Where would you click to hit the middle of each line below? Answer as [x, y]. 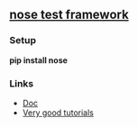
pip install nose [38, 60]
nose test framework [69, 15]
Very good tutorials [58, 113]
